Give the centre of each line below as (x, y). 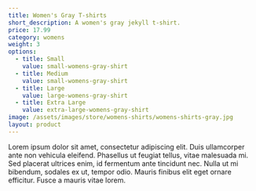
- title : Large (40, 88)
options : (22, 52)
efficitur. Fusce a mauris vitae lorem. (67, 180)
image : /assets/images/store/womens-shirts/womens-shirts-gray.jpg (121, 117)
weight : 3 (24, 45)
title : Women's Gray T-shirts (58, 15)
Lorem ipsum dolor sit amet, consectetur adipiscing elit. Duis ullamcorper (126, 146)
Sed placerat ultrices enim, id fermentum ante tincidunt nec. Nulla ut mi (123, 163)
